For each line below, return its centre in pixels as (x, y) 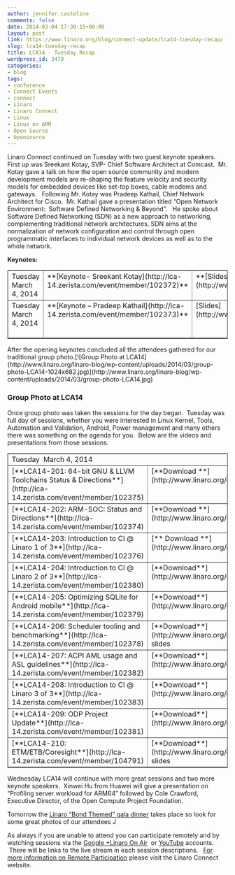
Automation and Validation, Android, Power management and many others (114, 428)
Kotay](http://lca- (152, 277)
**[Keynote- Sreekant (84, 277)
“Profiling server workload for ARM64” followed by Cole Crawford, (103, 793)
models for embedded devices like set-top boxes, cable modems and (107, 187)
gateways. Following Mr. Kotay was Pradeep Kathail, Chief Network (106, 194)
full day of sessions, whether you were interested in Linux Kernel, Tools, (111, 420)
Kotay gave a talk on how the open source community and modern (103, 172)
